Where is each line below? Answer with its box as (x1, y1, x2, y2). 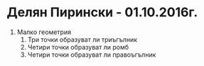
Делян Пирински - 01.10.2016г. (6, 4, 198, 21)
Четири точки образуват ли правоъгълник (27, 50, 156, 59)
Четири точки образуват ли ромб (27, 43, 129, 51)
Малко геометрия (16, 28, 72, 36)
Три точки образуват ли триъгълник (27, 35, 138, 43)
